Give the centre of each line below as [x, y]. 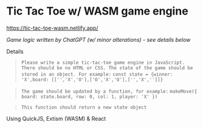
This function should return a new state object [84, 107]
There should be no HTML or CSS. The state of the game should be [107, 68]
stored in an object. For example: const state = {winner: [97, 74]
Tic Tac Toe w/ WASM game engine [97, 11]
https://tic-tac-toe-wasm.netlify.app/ [52, 28]
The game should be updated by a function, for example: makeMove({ [109, 91]
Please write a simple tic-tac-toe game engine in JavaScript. [103, 62]
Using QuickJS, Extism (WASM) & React [56, 118]
